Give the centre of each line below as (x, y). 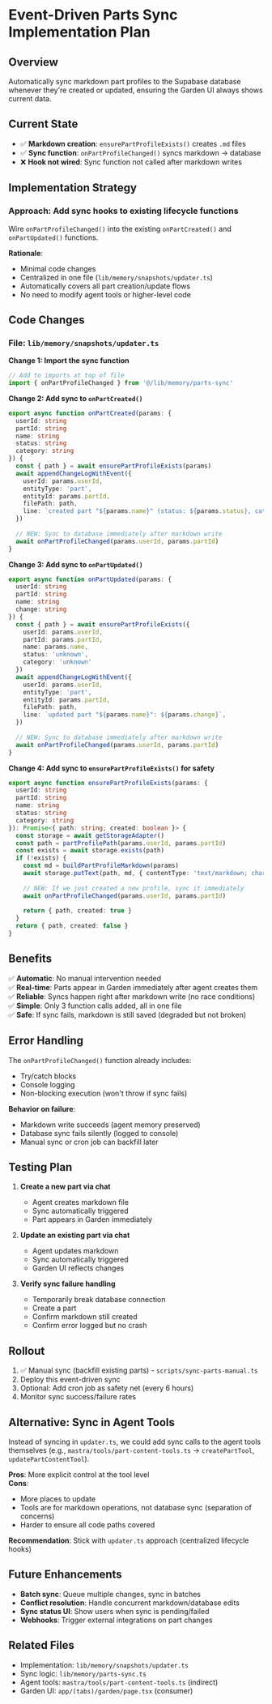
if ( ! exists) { (41, 858)
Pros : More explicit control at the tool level (79, 1475)
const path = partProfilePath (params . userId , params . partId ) (121, 843)
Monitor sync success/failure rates (78, 1397)
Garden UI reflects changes (78, 1268)
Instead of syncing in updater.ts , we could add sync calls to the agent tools (135, 1441)
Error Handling (46, 1041)
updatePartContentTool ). (49, 1459)
